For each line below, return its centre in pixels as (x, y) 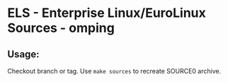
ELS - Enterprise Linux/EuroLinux (107, 13)
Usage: (24, 54)
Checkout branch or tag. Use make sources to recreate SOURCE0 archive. (114, 71)
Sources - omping (61, 28)
